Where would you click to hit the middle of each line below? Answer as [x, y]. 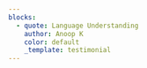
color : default [52, 42]
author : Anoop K [54, 34]
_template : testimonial [68, 50]
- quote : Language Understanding [77, 26]
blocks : [22, 17]
